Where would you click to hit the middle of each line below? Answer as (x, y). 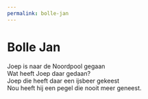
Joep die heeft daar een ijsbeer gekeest (63, 81)
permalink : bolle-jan (38, 13)
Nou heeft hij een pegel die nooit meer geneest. (74, 88)
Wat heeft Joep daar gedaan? (49, 73)
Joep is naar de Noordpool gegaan (56, 66)
